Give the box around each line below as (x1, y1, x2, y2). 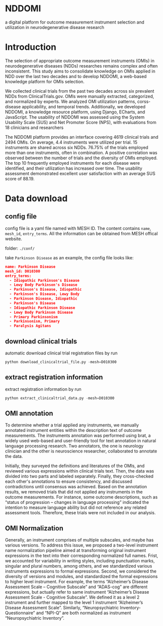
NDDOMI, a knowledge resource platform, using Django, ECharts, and (5, 109, 145, 115)
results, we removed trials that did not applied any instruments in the (5, 489, 143, 495)
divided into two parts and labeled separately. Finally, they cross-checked (5, 474, 154, 479)
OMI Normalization (5, 524, 63, 532)
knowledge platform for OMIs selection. (5, 78, 84, 84)
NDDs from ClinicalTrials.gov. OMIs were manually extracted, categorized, (5, 93, 155, 99)
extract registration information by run (5, 386, 81, 392)
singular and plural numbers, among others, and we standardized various (5, 563, 152, 569)
